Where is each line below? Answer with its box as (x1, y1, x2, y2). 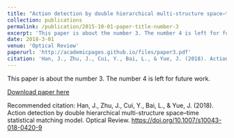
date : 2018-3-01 (7, 36, 54, 43)
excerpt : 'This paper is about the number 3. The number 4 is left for (7, 29, 219, 37)
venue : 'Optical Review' (7, 42, 79, 49)
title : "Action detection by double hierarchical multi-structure (7, 10, 204, 17)
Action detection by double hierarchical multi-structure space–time (7, 108, 200, 117)
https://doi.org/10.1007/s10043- (131, 116, 222, 124)
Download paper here (7, 87, 70, 96)
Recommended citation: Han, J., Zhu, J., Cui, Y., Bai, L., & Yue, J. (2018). (7, 101, 214, 110)
